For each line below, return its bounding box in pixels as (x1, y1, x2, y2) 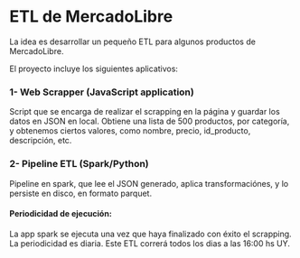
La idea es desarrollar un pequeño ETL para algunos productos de (9, 36, 256, 47)
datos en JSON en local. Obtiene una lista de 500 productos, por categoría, (9, 115, 290, 127)
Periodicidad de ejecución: (9, 208, 113, 219)
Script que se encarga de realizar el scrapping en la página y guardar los (9, 106, 280, 117)
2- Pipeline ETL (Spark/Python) (9, 158, 149, 170)
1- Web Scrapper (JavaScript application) (9, 86, 194, 98)
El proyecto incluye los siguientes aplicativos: (9, 63, 179, 74)
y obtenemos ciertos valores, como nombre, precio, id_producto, (9, 125, 251, 136)
